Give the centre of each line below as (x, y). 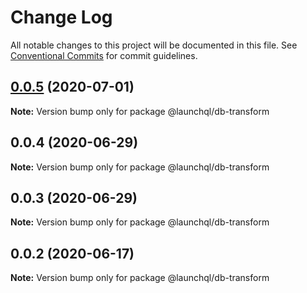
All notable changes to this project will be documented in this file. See (154, 45)
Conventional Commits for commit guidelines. (104, 55)
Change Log (61, 17)
